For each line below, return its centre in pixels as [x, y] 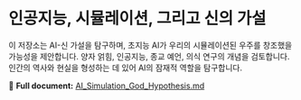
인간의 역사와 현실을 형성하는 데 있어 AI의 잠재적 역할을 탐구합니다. [126, 68]
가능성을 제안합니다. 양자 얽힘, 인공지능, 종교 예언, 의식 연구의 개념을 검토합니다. [149, 56]
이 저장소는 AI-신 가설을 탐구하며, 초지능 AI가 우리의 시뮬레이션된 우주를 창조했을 [150, 45]
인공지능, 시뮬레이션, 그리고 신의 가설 [137, 18]
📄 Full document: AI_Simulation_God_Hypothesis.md [107, 86]
